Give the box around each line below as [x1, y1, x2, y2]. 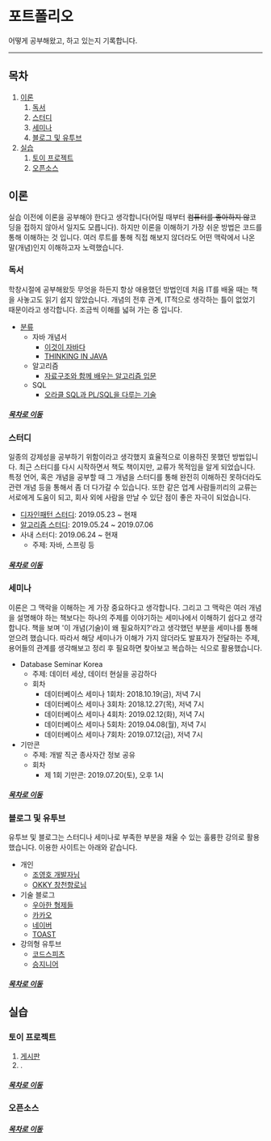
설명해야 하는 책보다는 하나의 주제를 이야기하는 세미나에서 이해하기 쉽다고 [16, 613, 248, 622]
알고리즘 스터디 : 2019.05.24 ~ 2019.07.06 [19, 520, 154, 530]
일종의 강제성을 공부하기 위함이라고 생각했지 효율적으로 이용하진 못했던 [8, 452, 231, 462]
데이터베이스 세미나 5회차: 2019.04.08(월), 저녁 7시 [44, 719, 207, 729]
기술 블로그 [19, 889, 56, 899]
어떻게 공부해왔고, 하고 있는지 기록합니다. [8, 36, 138, 45]
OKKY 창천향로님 [31, 880, 87, 889]
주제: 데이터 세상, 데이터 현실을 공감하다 [31, 668, 157, 678]
